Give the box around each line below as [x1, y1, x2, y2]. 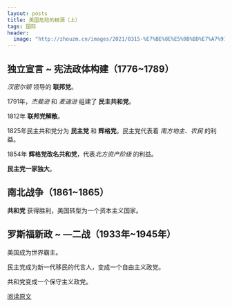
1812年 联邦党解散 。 [7, 112, 64, 120]
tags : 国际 [7, 23, 37, 30]
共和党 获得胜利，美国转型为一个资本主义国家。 [7, 206, 142, 215]
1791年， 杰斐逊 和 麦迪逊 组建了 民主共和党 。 [7, 97, 135, 106]
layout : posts [7, 10, 48, 17]
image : [13, 36, 32, 43]
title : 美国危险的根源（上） [7, 17, 81, 23]
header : [7, 29, 30, 37]
